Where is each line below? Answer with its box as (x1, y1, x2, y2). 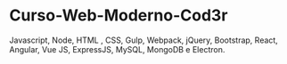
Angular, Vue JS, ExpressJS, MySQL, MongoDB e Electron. (9, 44, 225, 54)
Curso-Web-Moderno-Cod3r (9, 5, 228, 26)
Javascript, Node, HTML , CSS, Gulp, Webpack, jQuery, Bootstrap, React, (9, 35, 278, 45)
